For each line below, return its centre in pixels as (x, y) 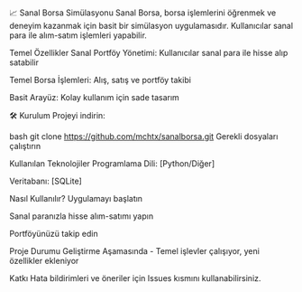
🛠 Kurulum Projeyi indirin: (57, 115)
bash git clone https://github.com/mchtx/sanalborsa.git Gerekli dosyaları (144, 137)
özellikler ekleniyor (44, 261)
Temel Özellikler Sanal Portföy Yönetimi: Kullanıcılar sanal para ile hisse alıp (149, 53)
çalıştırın (25, 146)
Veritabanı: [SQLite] (46, 181)
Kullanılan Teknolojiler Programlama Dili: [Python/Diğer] (112, 164)
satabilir (24, 62)
